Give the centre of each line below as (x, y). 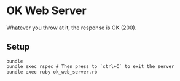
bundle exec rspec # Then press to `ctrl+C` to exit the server (90, 66)
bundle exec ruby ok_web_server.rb (52, 72)
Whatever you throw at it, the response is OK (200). (72, 28)
